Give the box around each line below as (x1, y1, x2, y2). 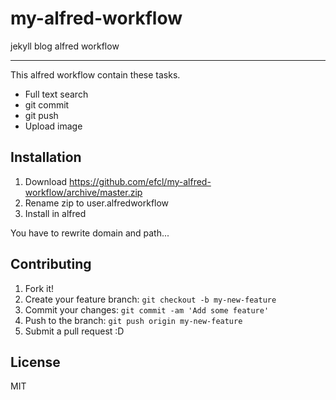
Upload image (24, 120, 83, 132)
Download (24, 175, 68, 187)
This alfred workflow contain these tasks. (10, 68, 181, 81)
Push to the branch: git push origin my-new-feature (24, 314, 243, 326)
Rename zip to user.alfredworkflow (24, 197, 170, 209)
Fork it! (24, 282, 55, 294)
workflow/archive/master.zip (24, 186, 143, 198)
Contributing (10, 256, 92, 273)
